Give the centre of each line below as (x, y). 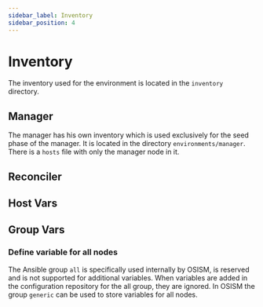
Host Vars (33, 204)
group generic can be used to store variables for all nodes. (103, 294)
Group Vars (37, 230)
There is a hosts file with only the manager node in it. (94, 152)
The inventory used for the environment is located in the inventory (116, 83)
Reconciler (35, 176)
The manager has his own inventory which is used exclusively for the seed (129, 135)
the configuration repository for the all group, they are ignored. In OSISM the (131, 286)
